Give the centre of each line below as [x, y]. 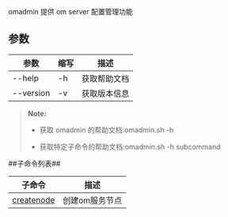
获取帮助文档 [106, 78]
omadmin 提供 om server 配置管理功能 [70, 11]
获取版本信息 [106, 93]
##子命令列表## [34, 163]
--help [26, 78]
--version [31, 93]
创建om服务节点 [92, 200]
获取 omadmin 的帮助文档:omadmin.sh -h [106, 130]
